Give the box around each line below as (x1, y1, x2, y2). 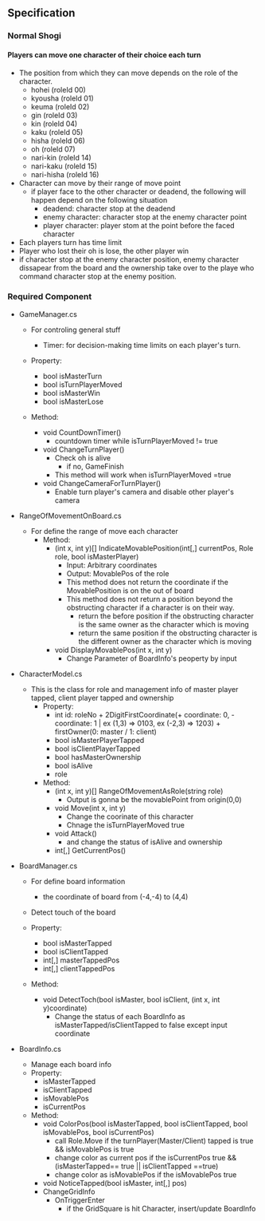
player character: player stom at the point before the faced (42, 220, 236, 230)
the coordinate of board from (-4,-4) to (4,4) (42, 891, 189, 901)
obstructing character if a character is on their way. (66, 603, 236, 612)
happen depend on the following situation (30, 195, 168, 204)
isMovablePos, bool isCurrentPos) (42, 1127, 154, 1136)
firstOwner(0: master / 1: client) (54, 726, 157, 737)
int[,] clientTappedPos (42, 963, 115, 973)
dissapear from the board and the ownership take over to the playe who (18, 263, 255, 272)
